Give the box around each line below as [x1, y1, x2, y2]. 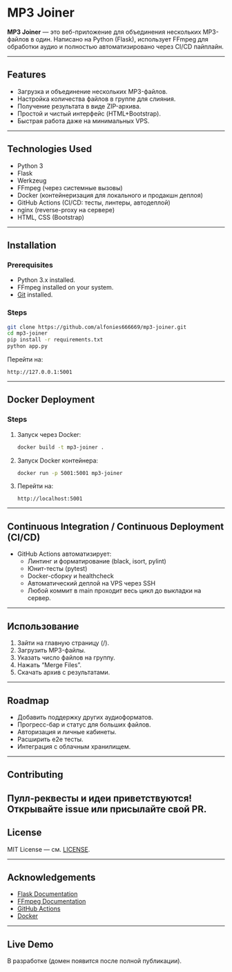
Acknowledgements [7, 871, 96, 883]
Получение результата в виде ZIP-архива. [17, 102, 142, 110]
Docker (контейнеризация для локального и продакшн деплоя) [17, 191, 204, 199]
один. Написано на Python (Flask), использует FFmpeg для [35, 35, 209, 43]
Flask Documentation [17, 890, 78, 898]
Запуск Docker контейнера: [17, 456, 99, 465]
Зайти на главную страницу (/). [17, 639, 109, 647]
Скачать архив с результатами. [17, 669, 110, 677]
